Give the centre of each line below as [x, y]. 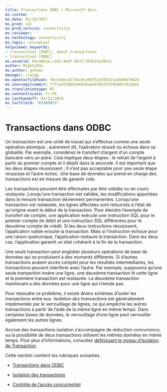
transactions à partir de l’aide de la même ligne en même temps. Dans [77, 309]
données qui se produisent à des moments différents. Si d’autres [72, 257]
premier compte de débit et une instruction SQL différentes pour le [74, 221]
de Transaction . [21, 346]
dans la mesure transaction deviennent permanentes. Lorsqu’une [72, 200]
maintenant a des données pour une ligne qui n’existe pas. [65, 284]
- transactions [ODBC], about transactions [51, 52]
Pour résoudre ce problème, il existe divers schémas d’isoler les [71, 293]
